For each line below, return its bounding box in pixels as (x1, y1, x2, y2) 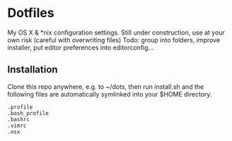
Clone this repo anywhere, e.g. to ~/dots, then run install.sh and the (7, 82, 204, 91)
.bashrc (7, 116, 30, 123)
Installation (7, 63, 58, 75)
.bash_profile (7, 109, 50, 117)
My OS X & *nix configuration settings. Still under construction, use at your (7, 28, 225, 37)
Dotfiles (7, 5, 54, 21)
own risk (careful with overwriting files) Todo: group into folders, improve (7, 35, 221, 44)
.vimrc (7, 122, 27, 129)
